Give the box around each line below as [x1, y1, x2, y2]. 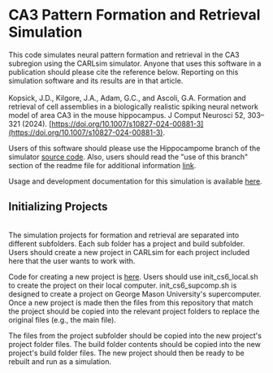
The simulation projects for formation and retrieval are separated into [8, 230, 240, 240]
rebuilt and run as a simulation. [8, 356, 112, 366]
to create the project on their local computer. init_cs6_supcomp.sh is [8, 280, 237, 290]
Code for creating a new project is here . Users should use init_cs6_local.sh [8, 271, 258, 281]
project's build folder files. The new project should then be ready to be [8, 348, 245, 358]
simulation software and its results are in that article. [8, 76, 184, 85]
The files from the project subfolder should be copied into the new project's [8, 331, 262, 340]
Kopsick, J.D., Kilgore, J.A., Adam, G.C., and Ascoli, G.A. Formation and [8, 93, 246, 102]
